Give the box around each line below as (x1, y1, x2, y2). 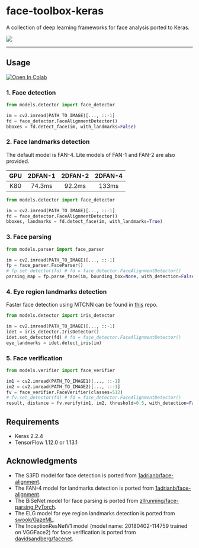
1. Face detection (6, 88, 56, 96)
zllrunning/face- (139, 497, 179, 504)
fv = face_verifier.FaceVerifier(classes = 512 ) (6, 389, 123, 395)
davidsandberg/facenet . (14, 535, 74, 542)
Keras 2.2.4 (14, 433, 43, 440)
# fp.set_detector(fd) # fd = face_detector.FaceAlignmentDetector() (6, 268, 182, 274)
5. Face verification (6, 354, 63, 362)
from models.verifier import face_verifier (6, 367, 115, 373)
